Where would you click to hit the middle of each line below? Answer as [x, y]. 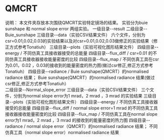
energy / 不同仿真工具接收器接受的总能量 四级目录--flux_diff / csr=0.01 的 [79, 53]
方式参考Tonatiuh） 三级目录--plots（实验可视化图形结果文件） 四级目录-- [84, 47]
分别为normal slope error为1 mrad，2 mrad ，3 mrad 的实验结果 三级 [83, 96]
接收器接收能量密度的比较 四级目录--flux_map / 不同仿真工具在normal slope [81, 114]
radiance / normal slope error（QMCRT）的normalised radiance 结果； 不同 [82, 126]
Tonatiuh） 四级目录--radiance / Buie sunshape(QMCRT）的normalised [77, 71]
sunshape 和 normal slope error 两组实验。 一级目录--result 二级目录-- [76, 29]
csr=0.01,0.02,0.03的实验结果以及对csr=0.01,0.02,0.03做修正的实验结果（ [79, 41]
